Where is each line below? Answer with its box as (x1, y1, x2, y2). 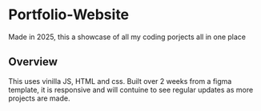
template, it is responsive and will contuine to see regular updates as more (8, 85, 254, 94)
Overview (8, 55, 58, 69)
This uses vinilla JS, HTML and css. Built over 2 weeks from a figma (8, 76, 232, 85)
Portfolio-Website (8, 6, 130, 24)
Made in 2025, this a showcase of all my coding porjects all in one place (8, 32, 247, 42)
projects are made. (8, 93, 70, 103)
